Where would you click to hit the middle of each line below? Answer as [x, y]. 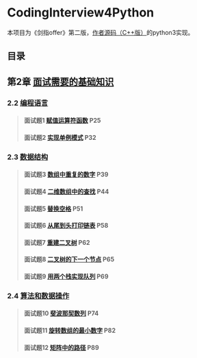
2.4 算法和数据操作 [38, 296]
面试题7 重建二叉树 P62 [57, 242]
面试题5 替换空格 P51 [53, 208]
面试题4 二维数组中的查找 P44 [66, 191]
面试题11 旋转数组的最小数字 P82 [70, 331]
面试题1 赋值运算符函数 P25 [62, 121]
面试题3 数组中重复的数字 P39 [66, 175]
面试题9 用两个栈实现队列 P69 [66, 276]
